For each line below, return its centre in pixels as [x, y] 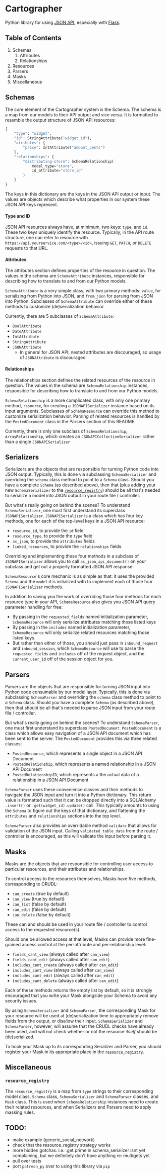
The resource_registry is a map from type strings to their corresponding [79, 1091]
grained [13, 944]
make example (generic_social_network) [54, 1140]
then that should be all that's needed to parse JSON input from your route [80, 708]
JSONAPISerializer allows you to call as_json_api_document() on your [76, 561]
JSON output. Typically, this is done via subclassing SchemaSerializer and [81, 474]
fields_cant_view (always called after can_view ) [61, 954]
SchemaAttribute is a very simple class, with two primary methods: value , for [83, 291]
